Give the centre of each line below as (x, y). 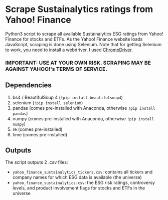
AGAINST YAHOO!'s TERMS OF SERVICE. (56, 69)
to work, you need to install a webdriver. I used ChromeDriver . (69, 50)
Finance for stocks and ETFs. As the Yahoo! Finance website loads (74, 39)
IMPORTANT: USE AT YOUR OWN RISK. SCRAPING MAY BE (78, 63)
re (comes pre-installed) (37, 129)
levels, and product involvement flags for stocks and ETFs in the (79, 188)
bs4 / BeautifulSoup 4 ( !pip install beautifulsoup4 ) (67, 97)
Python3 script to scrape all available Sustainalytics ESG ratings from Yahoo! (84, 34)
